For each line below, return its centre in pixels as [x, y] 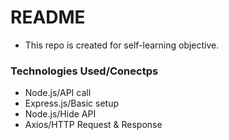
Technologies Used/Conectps [84, 71]
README [48, 17]
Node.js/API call [58, 93]
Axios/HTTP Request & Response [93, 125]
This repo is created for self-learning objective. [122, 45]
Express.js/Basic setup [71, 103]
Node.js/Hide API [60, 114]
